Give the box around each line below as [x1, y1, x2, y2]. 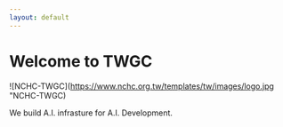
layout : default [9, 12, 69, 22]
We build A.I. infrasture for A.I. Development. [9, 107, 174, 118]
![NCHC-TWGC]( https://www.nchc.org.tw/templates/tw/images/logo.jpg [9, 81, 274, 91]
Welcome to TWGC [9, 51, 153, 71]
